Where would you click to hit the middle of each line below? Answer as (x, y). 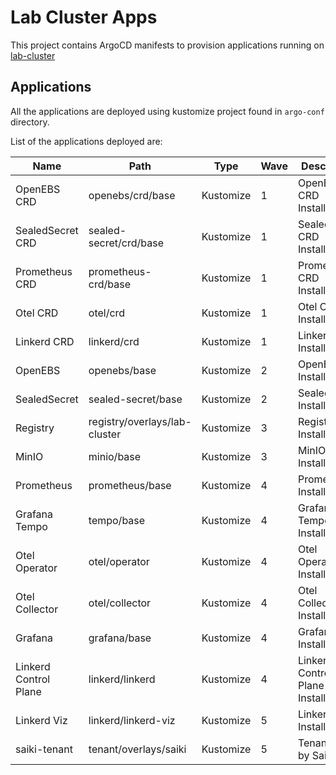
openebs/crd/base (132, 195)
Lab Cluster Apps (84, 17)
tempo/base (117, 520)
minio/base (115, 456)
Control (33, 679)
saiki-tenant (44, 749)
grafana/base (120, 638)
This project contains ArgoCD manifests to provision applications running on (167, 45)
